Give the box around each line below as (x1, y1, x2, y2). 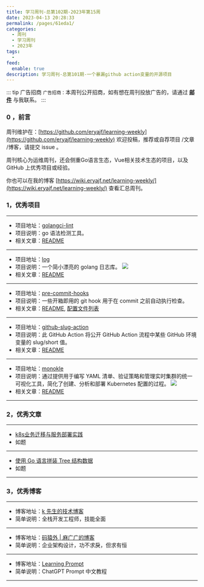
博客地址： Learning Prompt (15, 560, 84, 568)
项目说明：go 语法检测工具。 (15, 229, 87, 236)
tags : (6, 49, 20, 55)
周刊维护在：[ (6, 128, 41, 135)
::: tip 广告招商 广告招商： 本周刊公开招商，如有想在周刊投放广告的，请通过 (6, 89, 188, 96)
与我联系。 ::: (13, 96, 46, 104)
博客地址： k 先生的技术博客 (15, 508, 84, 515)
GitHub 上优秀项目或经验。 (6, 164, 73, 171)
